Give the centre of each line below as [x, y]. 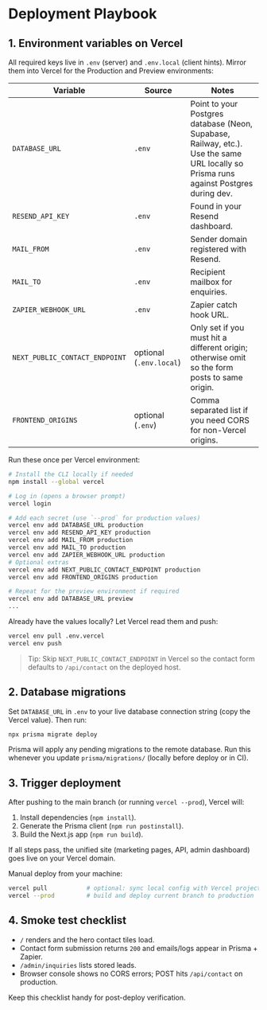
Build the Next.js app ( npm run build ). [81, 835]
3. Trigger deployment [65, 783]
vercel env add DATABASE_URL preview [71, 599]
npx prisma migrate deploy [53, 734]
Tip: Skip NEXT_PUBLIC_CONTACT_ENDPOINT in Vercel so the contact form [141, 658]
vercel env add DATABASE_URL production [76, 525]
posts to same [217, 377]
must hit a [209, 337]
